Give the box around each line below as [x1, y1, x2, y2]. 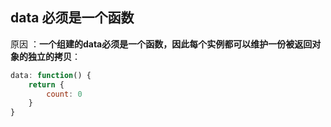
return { [28, 79, 65, 90]
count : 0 [46, 89, 83, 99]
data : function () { [10, 70, 92, 80]
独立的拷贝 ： [27, 50, 81, 62]
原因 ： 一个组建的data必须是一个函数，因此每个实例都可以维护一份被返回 [10, 38, 313, 50]
